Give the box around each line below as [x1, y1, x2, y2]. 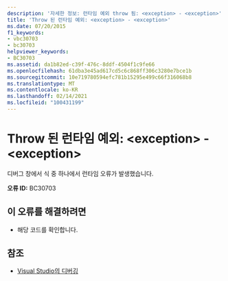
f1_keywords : [7, 29, 45, 36]
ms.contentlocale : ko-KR [7, 86, 78, 93]
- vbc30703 [7, 36, 38, 42]
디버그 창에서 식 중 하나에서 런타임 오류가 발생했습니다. [7, 169, 154, 178]
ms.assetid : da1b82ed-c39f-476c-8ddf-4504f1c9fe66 [7, 61, 155, 68]
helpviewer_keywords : [7, 49, 69, 56]
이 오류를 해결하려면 [7, 206, 87, 218]
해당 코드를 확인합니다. [16, 225, 78, 234]
